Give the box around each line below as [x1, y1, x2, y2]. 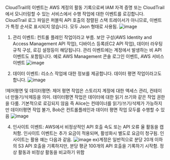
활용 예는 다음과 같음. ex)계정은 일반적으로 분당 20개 [30, 137, 154, 142]
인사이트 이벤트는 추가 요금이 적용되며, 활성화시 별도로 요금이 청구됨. [23, 130, 159, 136]
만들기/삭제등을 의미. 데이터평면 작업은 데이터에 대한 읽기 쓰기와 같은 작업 [10, 94, 156, 100]
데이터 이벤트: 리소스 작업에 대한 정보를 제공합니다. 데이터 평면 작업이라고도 [12, 71, 162, 76]
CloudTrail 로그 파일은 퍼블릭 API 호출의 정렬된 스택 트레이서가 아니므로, [5, 17, 149, 23]
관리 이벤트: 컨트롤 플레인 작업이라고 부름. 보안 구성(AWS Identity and [12, 35, 152, 40]
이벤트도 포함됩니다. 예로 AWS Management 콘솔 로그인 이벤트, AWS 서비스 [12, 53, 164, 59]
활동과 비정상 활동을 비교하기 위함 [18, 149, 85, 155]
